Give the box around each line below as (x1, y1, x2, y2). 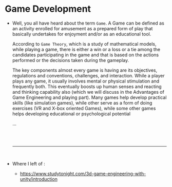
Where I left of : (12, 160, 46, 167)
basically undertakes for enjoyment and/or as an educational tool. (12, 31, 151, 37)
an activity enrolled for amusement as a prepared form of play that (12, 25, 153, 31)
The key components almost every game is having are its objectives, (12, 67, 158, 73)
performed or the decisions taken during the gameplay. (12, 57, 129, 63)
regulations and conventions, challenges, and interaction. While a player (12, 72, 165, 78)
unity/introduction (20, 176, 58, 182)
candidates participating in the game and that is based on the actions (12, 52, 159, 58)
